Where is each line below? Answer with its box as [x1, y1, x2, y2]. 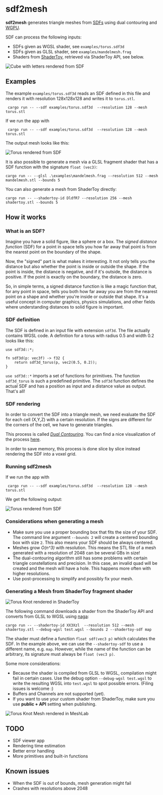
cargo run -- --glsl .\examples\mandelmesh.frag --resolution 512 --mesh [5, 173, 159, 178]
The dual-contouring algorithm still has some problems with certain [12, 555, 148, 561]
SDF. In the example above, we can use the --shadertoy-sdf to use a [5, 641, 143, 647]
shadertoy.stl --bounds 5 [5, 200, 58, 205]
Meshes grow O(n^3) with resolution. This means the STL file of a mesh [12, 544, 156, 551]
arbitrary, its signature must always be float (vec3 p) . [5, 651, 115, 657]
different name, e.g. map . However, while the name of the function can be [5, 646, 151, 652]
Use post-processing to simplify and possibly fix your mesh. [12, 575, 133, 581]
